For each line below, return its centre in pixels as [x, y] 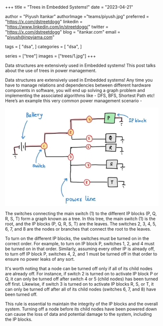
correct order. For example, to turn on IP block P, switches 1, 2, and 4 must [80, 243]
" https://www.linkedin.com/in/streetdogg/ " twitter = [57, 27]
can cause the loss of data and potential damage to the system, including [79, 314]
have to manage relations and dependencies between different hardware [78, 85]
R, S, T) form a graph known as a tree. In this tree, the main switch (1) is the [80, 218]
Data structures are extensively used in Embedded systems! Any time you [79, 80]
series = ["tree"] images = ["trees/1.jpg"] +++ [51, 56]
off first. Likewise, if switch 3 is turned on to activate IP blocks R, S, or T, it [80, 284]
